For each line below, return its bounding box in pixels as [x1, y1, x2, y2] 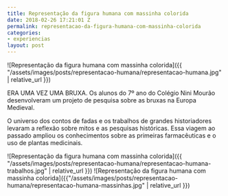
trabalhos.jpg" [7, 166, 47, 175]
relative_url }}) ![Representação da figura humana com [52, 166, 206, 175]
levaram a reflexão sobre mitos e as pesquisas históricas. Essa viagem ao [7, 124, 216, 132]
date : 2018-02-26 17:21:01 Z [7, 17, 91, 23]
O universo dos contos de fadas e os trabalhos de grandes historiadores [7, 117, 212, 124]
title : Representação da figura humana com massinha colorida [7, 10, 189, 17]
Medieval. [7, 104, 35, 111]
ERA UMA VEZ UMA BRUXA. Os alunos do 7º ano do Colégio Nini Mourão [7, 89, 216, 97]
